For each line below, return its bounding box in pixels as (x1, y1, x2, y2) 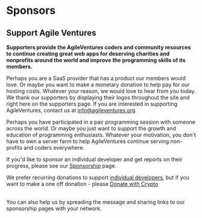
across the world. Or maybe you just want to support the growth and (6, 125, 176, 132)
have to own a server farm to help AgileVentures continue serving (6, 138, 169, 145)
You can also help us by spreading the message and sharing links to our (6, 199, 185, 205)
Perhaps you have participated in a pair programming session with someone (6, 118, 196, 126)
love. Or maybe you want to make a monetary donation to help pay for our (6, 81, 190, 88)
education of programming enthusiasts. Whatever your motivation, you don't (6, 131, 196, 138)
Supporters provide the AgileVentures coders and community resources (6, 43, 191, 51)
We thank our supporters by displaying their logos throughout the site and (6, 94, 190, 101)
